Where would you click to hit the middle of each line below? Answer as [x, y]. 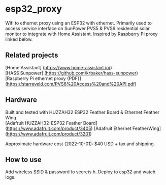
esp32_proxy [34, 9]
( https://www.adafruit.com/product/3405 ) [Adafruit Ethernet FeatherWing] [83, 128]
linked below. [19, 39]
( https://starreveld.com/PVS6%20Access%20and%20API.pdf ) [71, 84]
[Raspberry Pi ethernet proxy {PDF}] [43, 78]
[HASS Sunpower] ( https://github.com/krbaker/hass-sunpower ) [72, 73]
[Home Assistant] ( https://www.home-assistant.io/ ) [59, 67]
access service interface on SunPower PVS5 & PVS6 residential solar [77, 28]
